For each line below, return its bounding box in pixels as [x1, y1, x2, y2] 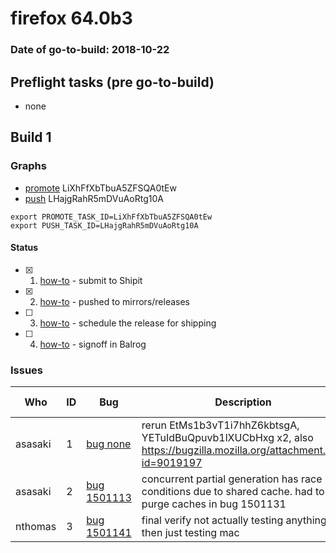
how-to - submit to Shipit [39, 274, 143, 286]
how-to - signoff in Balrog [39, 338, 147, 350]
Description [214, 395, 272, 409]
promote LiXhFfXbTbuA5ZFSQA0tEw [24, 182, 177, 194]
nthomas [15, 520, 57, 534]
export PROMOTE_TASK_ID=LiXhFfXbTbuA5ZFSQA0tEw [10, 212, 213, 222]
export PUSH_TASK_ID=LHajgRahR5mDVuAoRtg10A [10, 220, 199, 231]
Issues [10, 363, 44, 377]
